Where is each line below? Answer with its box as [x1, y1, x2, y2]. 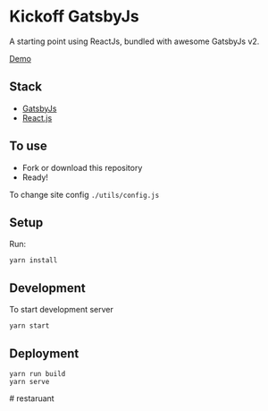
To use [9, 139, 47, 154]
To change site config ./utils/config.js [9, 189, 160, 200]
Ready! [21, 172, 49, 183]
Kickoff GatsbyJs [9, 6, 140, 27]
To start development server [9, 304, 114, 315]
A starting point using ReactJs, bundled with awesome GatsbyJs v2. [9, 36, 260, 47]
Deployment [9, 346, 80, 361]
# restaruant [9, 393, 55, 404]
